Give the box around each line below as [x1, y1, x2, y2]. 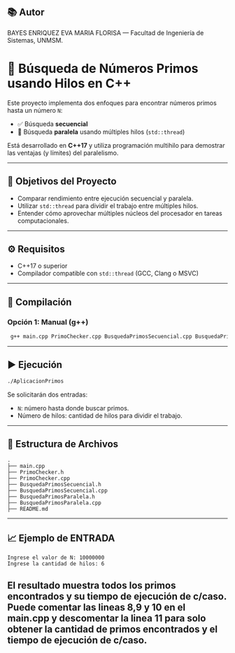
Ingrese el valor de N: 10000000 [7, 554, 105, 561]
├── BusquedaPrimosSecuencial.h [7, 481, 101, 488]
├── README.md [7, 506, 49, 513]
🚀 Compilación [7, 296, 72, 308]
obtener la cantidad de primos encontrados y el [7, 623, 218, 635]
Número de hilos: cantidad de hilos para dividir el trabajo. [17, 411, 183, 420]
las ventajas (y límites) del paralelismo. [7, 149, 119, 157]
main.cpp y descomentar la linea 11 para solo [7, 612, 206, 624]
